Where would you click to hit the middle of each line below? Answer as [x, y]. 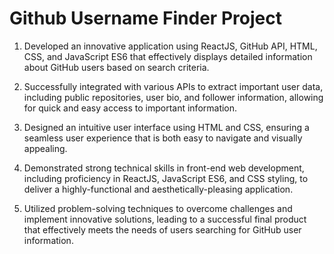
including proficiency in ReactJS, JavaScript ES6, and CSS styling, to [166, 178]
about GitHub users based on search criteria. [116, 67]
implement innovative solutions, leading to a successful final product [165, 219]
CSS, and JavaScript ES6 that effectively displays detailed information [168, 56]
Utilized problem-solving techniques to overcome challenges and [158, 208]
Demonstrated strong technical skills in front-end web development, [164, 168]
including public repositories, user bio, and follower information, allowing [173, 97]
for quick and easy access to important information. [130, 108]
